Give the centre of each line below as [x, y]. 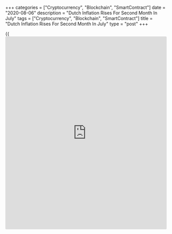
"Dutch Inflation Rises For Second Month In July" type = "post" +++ [77, 24]
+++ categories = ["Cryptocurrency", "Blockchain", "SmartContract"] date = [85, 7]
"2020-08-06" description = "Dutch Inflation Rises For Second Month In [81, 13]
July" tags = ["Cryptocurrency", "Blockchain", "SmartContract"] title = [79, 18]
